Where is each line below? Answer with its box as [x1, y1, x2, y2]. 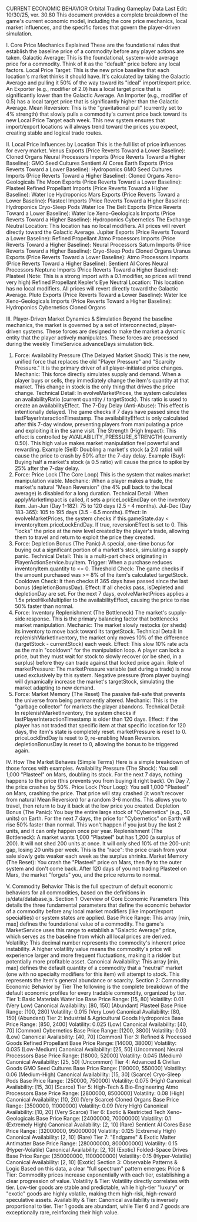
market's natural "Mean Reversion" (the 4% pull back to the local [14, 483, 172, 491]
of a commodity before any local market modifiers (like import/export [6, 908, 173, 914]
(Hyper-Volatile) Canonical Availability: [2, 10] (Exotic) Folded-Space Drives [6, 1146, 188, 1153]
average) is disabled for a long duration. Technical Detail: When [14, 490, 169, 496]
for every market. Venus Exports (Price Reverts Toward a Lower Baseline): [6, 147, 186, 154]
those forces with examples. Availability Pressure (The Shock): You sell [6, 764, 178, 772]
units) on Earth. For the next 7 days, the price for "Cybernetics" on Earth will [6, 815, 191, 822]
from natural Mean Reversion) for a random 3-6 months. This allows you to [6, 796, 187, 803]
